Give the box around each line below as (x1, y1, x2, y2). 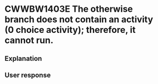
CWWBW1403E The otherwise (4, 3, 133, 15)
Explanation (4, 54, 42, 62)
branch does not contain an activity (4, 14, 154, 25)
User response (4, 71, 51, 79)
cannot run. (4, 35, 54, 46)
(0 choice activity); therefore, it (4, 25, 136, 35)
